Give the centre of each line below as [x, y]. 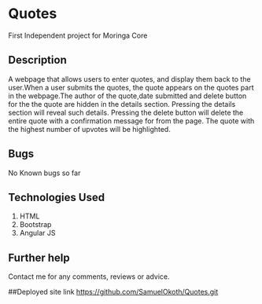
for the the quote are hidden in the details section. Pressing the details [122, 104]
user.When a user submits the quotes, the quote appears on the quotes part [131, 87]
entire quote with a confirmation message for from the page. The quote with [131, 121]
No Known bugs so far [44, 173]
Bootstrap [35, 225]
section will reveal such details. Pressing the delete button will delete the [126, 112]
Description [37, 60]
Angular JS [38, 233]
